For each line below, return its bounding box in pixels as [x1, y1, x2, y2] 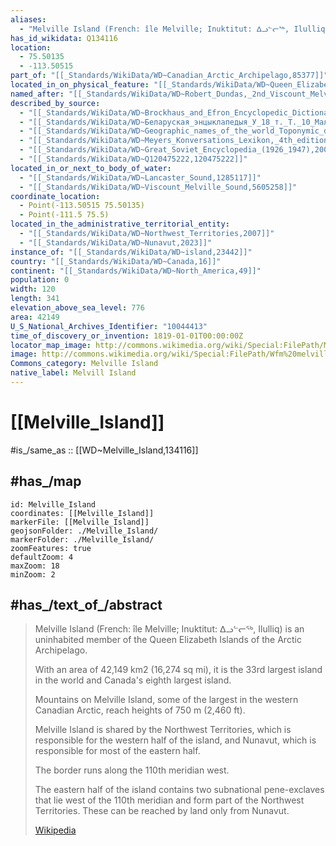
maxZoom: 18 [10, 561, 60, 571]
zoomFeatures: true [10, 543, 92, 553]
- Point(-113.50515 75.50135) [19, 201, 145, 211]
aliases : [10, 14, 47, 25]
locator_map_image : [10, 340, 92, 350]
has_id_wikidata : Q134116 [10, 33, 118, 43]
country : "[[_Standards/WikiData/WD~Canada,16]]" [10, 256, 222, 266]
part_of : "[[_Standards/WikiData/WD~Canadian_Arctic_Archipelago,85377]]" [10, 71, 329, 81]
